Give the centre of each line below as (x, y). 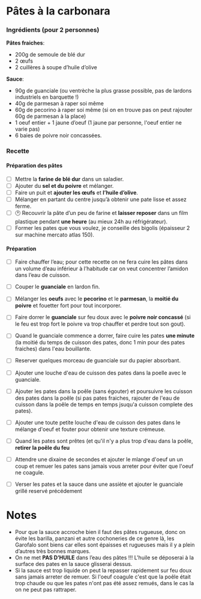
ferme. (23, 206)
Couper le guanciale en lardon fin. (57, 287)
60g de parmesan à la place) (50, 116)
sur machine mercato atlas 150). (55, 234)
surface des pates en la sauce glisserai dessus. (73, 563)
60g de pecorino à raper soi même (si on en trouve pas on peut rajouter (103, 110)
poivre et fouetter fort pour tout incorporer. (68, 306)
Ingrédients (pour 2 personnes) (53, 30)
